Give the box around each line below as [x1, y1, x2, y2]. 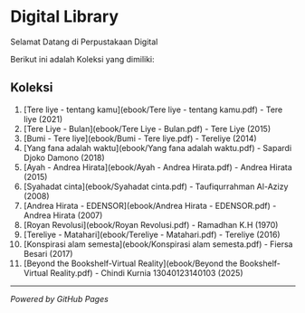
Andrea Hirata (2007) [23, 210, 103, 221]
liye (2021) [23, 113, 63, 124]
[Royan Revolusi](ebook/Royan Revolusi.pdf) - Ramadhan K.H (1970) [23, 219, 279, 230]
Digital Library [10, 6, 119, 27]
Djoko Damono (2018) [23, 152, 105, 163]
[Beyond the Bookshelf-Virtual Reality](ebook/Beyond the [23, 258, 238, 269]
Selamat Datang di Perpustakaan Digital [10, 36, 158, 47]
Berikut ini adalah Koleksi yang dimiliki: [10, 53, 155, 64]
